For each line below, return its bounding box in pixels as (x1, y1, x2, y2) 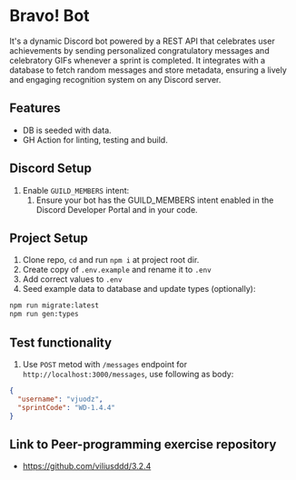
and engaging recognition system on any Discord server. (9, 74, 222, 85)
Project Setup (9, 230, 89, 245)
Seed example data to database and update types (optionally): (22, 284, 256, 295)
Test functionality (9, 335, 112, 350)
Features (9, 101, 61, 116)
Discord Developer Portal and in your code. (35, 204, 198, 215)
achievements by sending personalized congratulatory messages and (9, 45, 270, 55)
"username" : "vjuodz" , (17, 395, 104, 404)
